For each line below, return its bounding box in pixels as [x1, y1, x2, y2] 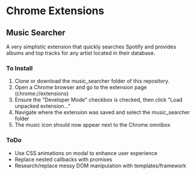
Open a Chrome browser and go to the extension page [14, 84, 147, 91]
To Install [6, 64, 33, 72]
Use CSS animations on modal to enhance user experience [14, 149, 158, 157]
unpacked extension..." [14, 103, 71, 110]
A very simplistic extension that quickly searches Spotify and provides [6, 43, 177, 50]
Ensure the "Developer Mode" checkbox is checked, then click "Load [14, 96, 182, 104]
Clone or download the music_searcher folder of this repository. [14, 78, 170, 85]
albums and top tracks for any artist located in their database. [6, 49, 155, 57]
